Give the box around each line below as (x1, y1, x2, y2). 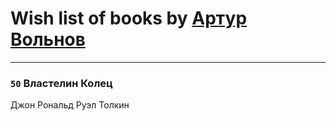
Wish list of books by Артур (10, 7, 248, 30)
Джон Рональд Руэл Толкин (10, 99, 130, 111)
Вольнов (10, 28, 86, 51)
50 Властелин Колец (10, 76, 113, 90)
